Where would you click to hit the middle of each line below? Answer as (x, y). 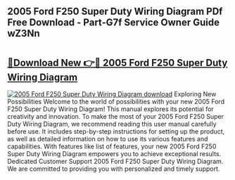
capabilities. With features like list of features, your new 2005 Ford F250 (112, 146)
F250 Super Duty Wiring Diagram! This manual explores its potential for (111, 109)
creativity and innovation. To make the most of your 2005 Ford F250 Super (115, 116)
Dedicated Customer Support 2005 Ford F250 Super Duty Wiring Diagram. (115, 161)
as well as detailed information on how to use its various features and (108, 139)
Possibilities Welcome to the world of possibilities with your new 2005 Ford (116, 102)
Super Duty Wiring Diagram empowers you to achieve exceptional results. (114, 154)
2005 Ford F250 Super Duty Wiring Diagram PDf (115, 12)
